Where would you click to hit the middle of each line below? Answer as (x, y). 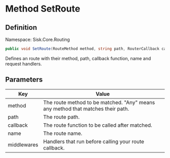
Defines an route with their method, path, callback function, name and (78, 58)
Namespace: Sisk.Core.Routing (37, 39)
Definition (21, 28)
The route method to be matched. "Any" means (99, 102)
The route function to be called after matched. (98, 125)
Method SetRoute (43, 9)
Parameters (24, 80)
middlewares (23, 144)
